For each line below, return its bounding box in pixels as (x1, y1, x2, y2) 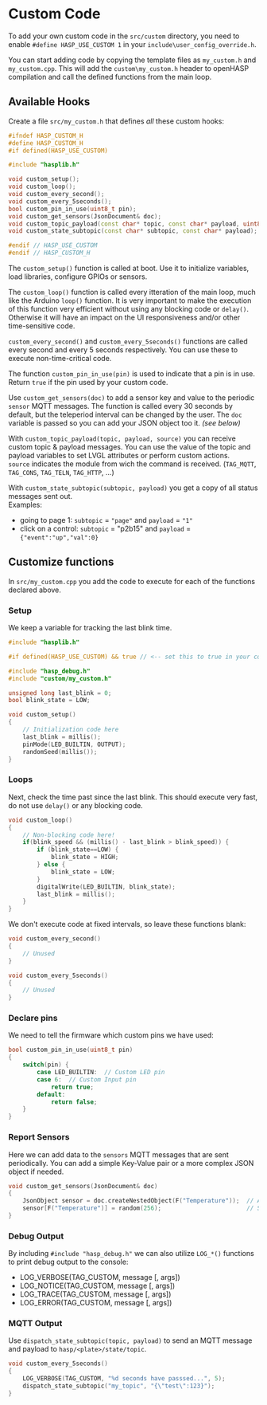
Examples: (8, 500, 42, 509)
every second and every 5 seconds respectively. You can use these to (8, 345, 238, 355)
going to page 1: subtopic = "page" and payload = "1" (19, 516, 193, 524)
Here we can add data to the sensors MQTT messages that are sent (8, 1149, 229, 1160)
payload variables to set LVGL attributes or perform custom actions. (8, 451, 230, 460)
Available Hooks (8, 95, 91, 108)
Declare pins (8, 1013, 58, 1024)
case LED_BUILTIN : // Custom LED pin (37, 1069, 165, 1077)
